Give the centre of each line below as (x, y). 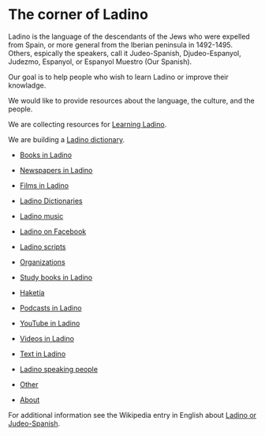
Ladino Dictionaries (51, 201)
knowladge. (27, 85)
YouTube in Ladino (50, 323)
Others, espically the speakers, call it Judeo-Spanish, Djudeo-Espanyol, (125, 53)
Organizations (42, 261)
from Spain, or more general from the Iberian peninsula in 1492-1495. (121, 44)
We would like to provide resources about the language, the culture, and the (131, 100)
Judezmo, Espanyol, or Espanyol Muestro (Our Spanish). (100, 62)
